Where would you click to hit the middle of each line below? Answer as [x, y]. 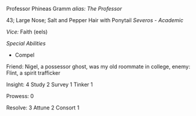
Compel [25, 55]
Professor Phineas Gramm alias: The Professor [64, 9]
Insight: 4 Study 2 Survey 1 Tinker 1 [49, 84]
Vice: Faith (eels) [27, 32]
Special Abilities [26, 43]
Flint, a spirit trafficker [34, 73]
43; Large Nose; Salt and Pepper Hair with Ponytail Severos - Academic [95, 20]
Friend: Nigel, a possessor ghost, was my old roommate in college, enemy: [98, 66]
